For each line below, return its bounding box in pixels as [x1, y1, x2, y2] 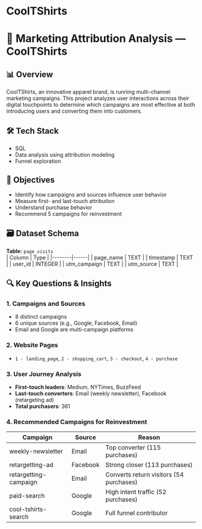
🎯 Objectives [6, 175, 55, 185]
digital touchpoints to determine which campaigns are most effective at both [6, 101, 195, 108]
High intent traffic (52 [105, 488, 167, 496]
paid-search [9, 492, 45, 500]
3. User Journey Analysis [6, 369, 82, 378]
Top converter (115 [105, 443, 161, 452]
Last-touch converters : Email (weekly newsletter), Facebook [14, 390, 167, 397]
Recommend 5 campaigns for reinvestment [14, 210, 122, 218]
